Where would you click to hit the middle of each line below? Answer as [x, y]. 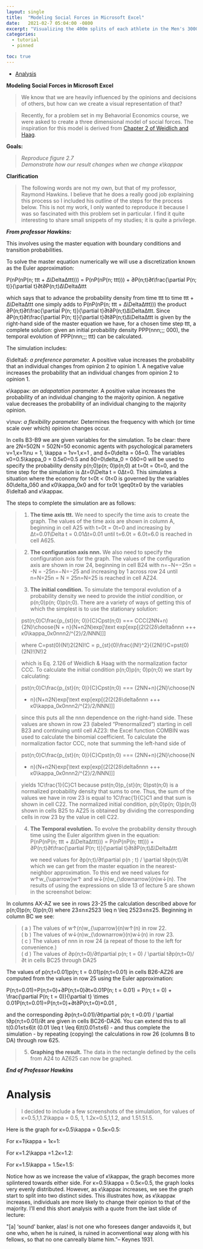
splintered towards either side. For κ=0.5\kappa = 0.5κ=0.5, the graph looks [100, 1182]
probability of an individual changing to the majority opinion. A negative [95, 397]
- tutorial [25, 40]
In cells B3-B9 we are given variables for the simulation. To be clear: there [98, 440]
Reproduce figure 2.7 [47, 158]
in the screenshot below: [61, 892]
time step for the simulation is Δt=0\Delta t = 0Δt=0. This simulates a [92, 472]
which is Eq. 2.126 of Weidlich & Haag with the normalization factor [104, 663]
